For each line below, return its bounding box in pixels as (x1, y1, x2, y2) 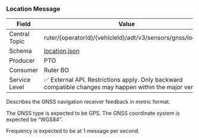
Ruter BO (44, 66, 69, 74)
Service (9, 76, 31, 84)
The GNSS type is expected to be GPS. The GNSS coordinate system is (6, 110, 180, 117)
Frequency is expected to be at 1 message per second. (6, 128, 140, 135)
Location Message (6, 5, 60, 13)
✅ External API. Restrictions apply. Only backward (44, 76, 183, 84)
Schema (9, 47, 33, 55)
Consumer (9, 66, 38, 74)
